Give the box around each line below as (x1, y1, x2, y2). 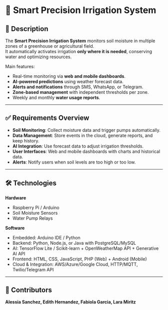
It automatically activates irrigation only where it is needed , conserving (5, 49, 152, 54)
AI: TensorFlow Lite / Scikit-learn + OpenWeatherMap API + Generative (12, 245, 159, 251)
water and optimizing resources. (5, 54, 72, 60)
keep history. (12, 137, 39, 143)
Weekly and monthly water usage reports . (12, 95, 100, 100)
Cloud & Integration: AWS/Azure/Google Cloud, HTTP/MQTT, (12, 261, 138, 267)
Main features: (5, 64, 35, 69)
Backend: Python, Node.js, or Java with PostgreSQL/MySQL (12, 240, 136, 246)
